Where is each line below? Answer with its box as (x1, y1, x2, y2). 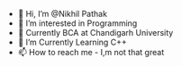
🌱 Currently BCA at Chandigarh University (17, 28, 174, 37)
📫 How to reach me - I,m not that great (17, 47, 165, 57)
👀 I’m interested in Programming (17, 18, 138, 29)
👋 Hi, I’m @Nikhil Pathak (17, 9, 108, 19)
